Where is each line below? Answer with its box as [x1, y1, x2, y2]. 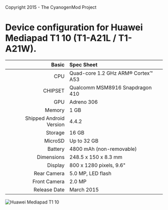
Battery [47, 145, 65, 152]
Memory [44, 106, 65, 113]
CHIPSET [43, 87, 65, 94]
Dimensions [36, 153, 65, 160]
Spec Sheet [69, 61, 97, 68]
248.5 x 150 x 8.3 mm [69, 153, 122, 160]
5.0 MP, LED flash [69, 170, 111, 177]
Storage [45, 129, 65, 136]
